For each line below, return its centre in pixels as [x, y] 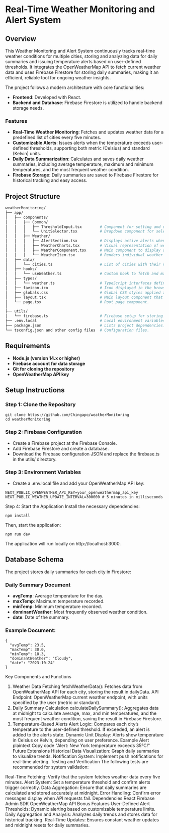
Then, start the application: [33, 525]
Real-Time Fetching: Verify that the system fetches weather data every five [83, 777]
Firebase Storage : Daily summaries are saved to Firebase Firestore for [86, 175]
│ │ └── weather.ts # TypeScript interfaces [78, 283]
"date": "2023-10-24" [32, 663]
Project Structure [33, 196]
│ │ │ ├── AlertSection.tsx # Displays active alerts [80, 241]
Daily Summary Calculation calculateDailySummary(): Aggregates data [86, 708]
